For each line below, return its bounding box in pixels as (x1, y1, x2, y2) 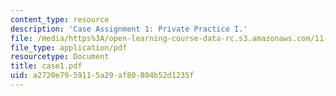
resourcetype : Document (10, 52, 110, 62)
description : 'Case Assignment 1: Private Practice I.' (10, 24, 248, 34)
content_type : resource (10, 14, 110, 25)
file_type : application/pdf (10, 42, 128, 53)
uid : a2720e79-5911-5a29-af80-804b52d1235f (10, 71, 195, 81)
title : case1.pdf (10, 61, 83, 71)
